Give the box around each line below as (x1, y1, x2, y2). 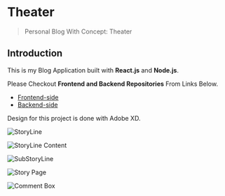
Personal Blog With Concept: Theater (24, 27, 132, 36)
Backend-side (17, 100, 58, 109)
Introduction (7, 47, 63, 59)
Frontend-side (17, 93, 59, 101)
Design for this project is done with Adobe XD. (7, 114, 141, 122)
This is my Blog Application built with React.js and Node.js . (7, 66, 179, 74)
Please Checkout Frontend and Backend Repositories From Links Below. (7, 80, 219, 88)
